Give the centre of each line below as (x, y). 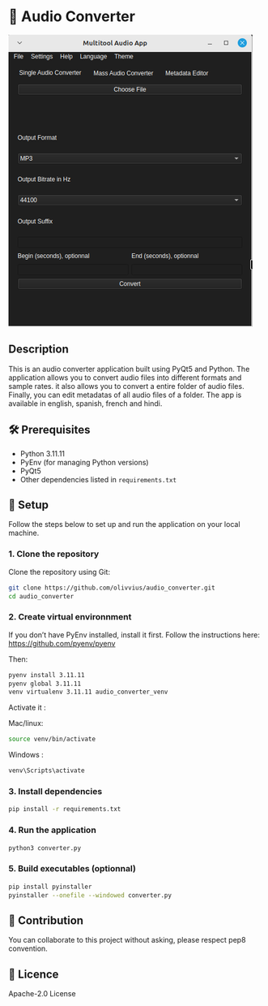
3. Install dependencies (55, 792)
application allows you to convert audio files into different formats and (125, 378)
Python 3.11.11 (43, 453)
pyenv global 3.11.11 (45, 684)
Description (38, 350)
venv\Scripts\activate (47, 771)
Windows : (26, 755)
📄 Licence (34, 974)
